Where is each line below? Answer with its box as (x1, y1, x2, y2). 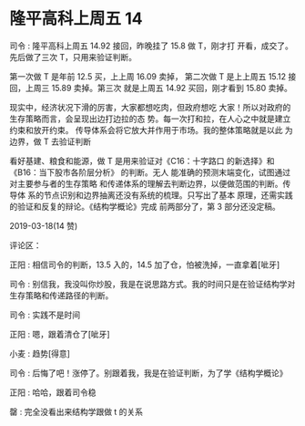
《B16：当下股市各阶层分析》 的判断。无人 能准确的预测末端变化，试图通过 (9, 166, 291, 178)
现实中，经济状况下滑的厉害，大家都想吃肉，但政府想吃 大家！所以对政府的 (9, 101, 291, 112)
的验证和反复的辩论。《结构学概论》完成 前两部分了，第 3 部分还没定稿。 (9, 201, 280, 212)
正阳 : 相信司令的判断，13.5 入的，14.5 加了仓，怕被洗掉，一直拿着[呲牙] (9, 259, 280, 270)
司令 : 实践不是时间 (9, 309, 80, 320)
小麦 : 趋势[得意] (9, 348, 71, 358)
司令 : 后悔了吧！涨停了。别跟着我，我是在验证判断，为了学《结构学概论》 (9, 367, 288, 379)
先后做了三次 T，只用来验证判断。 (9, 51, 137, 62)
